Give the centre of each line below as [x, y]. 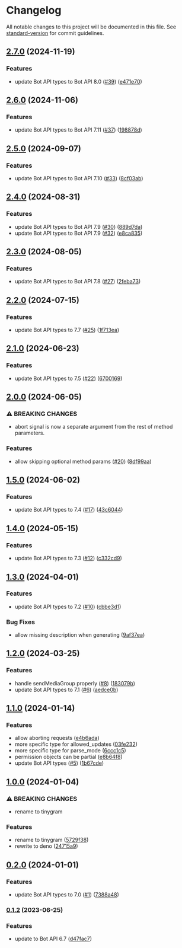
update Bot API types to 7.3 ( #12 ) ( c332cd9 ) [68, 558]
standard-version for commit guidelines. [55, 33]
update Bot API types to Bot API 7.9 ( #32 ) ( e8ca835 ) [79, 233]
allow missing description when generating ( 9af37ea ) [80, 635]
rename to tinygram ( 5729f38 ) [52, 840]
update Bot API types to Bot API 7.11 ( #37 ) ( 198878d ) [78, 130]
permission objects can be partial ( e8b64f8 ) [68, 757]
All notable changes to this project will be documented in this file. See [91, 27]
